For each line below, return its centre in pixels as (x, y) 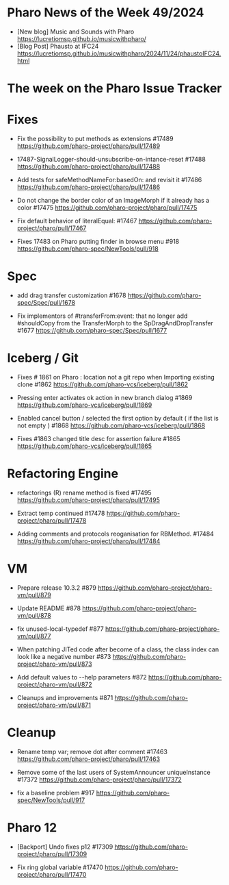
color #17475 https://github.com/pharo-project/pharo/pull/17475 (107, 208)
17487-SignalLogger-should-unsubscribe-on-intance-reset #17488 (111, 160)
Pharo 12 (32, 827)
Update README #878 (49, 608)
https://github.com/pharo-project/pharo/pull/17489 (89, 146)
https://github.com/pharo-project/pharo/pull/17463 (89, 759)
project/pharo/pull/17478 (52, 520)
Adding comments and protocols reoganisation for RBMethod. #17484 (115, 534)
